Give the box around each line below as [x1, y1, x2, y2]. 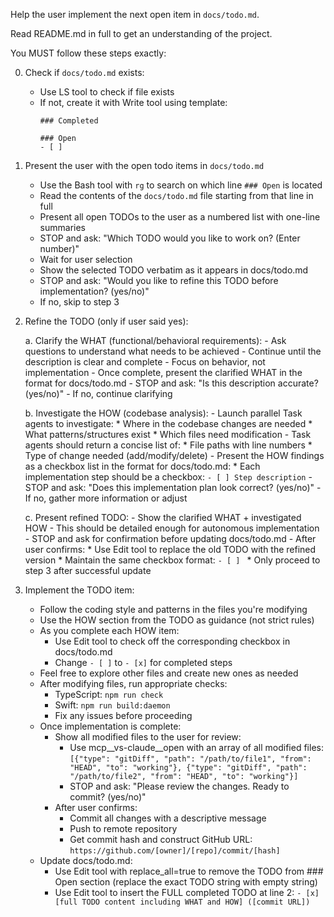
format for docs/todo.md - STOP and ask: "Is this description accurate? [24, 377, 319, 389]
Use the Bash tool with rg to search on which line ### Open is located [39, 179, 323, 191]
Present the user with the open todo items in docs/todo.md [24, 160, 265, 171]
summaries [39, 222, 86, 233]
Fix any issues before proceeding [54, 710, 193, 721]
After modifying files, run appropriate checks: [39, 678, 228, 689]
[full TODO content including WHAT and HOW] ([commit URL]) [54, 897, 311, 907]
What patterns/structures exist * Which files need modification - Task [24, 429, 312, 440]
